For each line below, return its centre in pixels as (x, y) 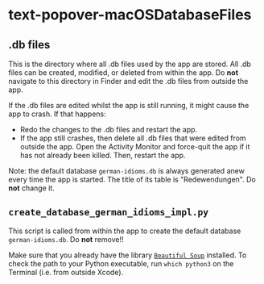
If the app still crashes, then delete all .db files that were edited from (133, 138)
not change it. (31, 188)
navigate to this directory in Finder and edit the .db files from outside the (128, 81)
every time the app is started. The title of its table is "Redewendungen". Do (132, 180)
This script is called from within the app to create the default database (125, 231)
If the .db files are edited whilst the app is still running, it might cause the (129, 105)
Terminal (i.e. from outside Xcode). (66, 272)
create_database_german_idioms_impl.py (109, 213)
